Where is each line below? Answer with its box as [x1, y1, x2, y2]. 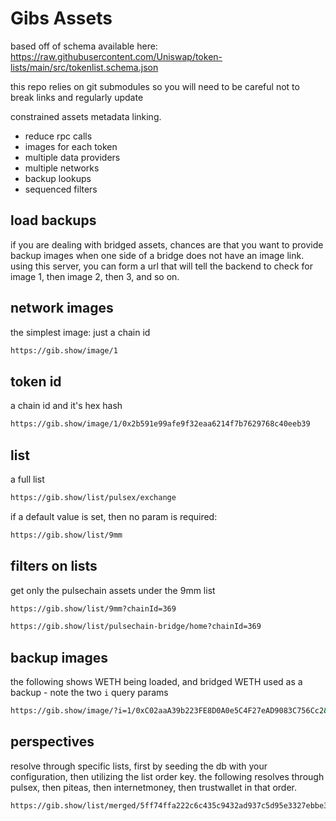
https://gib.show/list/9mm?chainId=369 [10, 603, 177, 614]
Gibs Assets [10, 7, 113, 30]
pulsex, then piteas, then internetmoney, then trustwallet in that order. [10, 781, 298, 793]
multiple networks [24, 162, 100, 174]
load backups [10, 212, 97, 229]
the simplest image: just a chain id [10, 326, 151, 338]
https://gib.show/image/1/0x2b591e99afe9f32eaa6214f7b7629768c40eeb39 [10, 419, 311, 429]
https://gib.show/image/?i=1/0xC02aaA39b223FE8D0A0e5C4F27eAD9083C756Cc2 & [10, 706, 329, 716]
